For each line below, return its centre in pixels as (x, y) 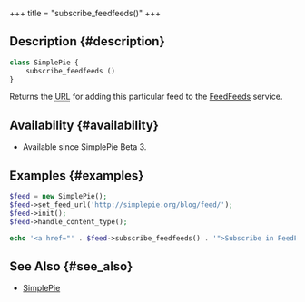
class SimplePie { (44, 63)
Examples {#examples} (77, 175)
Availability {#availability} (84, 125)
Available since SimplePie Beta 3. (84, 147)
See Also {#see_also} (71, 266)
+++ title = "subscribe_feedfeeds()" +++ (85, 13)
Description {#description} (87, 41)
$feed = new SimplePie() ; (58, 197)
